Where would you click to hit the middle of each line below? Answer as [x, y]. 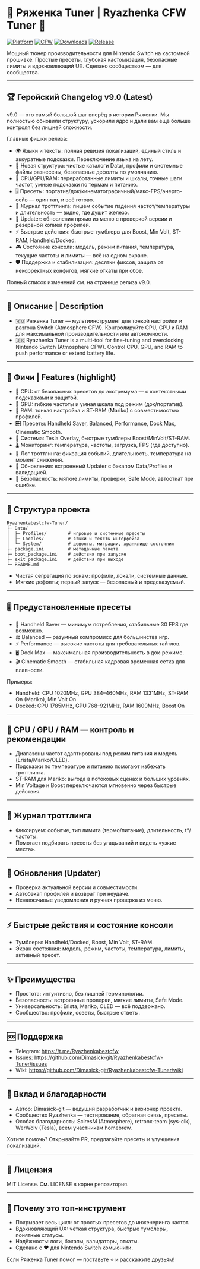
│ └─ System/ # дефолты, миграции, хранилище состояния [91, 544]
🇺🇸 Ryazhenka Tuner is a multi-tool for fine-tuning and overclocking [100, 340]
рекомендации [36, 739]
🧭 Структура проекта [48, 509]
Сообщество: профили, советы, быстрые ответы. [78, 1013]
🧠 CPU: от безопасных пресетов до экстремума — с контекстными [101, 392]
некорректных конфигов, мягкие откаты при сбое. [79, 270]
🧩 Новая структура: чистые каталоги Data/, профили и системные [99, 165]
